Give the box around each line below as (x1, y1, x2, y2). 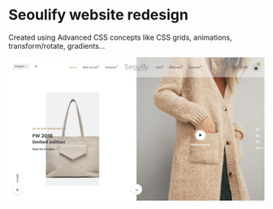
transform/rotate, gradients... (8, 41, 106, 50)
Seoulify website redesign (8, 6, 188, 24)
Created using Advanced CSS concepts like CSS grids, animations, (8, 32, 232, 42)
